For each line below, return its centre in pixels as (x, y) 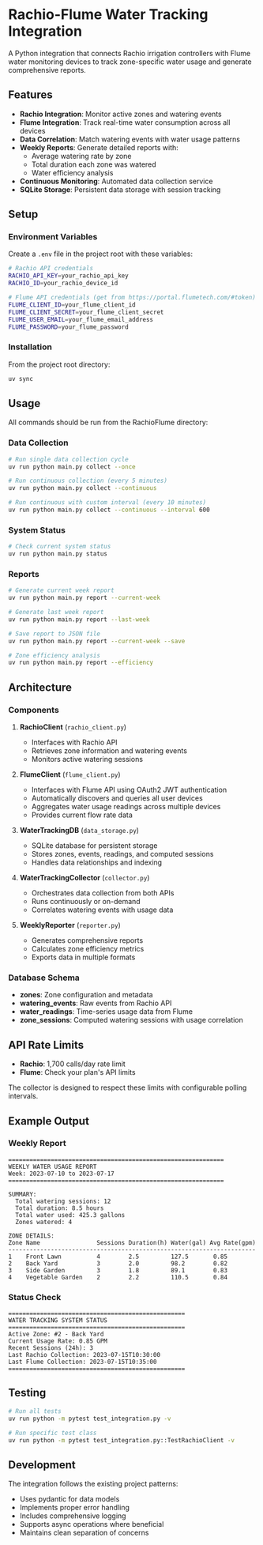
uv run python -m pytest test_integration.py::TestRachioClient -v (122, 1440)
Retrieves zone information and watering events (109, 751)
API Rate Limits (46, 1045)
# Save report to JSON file (54, 634)
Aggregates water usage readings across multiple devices (126, 806)
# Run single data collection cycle (68, 459)
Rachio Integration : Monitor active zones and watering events (121, 114)
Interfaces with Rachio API (74, 742)
